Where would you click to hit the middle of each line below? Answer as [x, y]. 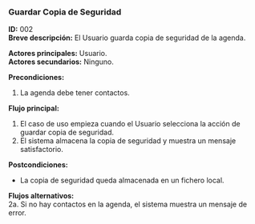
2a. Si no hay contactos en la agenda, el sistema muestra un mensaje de [127, 204]
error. [17, 213]
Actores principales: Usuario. [58, 54]
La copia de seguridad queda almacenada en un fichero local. [122, 180]
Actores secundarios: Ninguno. [61, 62]
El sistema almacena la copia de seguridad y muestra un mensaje [128, 141]
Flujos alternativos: [41, 196]
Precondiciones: [36, 78]
